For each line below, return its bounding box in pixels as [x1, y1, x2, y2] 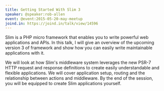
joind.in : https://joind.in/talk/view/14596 [5, 21, 98, 26]
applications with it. [5, 50, 45, 56]
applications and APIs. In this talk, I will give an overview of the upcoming [5, 40, 155, 46]
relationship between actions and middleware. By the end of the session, [5, 75, 153, 81]
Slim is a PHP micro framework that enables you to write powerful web [5, 34, 149, 40]
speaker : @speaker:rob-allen [5, 12, 65, 17]
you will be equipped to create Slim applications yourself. [5, 81, 122, 87]
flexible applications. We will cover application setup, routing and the [5, 70, 145, 76]
